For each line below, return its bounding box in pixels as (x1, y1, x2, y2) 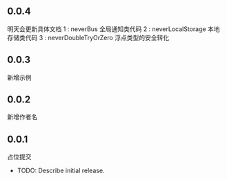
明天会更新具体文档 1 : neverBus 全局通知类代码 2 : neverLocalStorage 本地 (7, 24, 220, 33)
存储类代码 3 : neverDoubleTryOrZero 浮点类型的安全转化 (7, 33, 170, 42)
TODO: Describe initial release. (17, 166, 105, 175)
